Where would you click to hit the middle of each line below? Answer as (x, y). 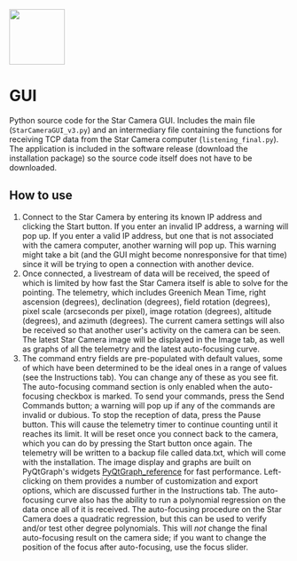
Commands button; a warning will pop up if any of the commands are (148, 405)
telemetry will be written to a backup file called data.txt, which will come (154, 453)
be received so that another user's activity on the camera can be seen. (151, 330)
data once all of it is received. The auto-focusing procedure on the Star (152, 509)
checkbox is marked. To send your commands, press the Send (171, 396)
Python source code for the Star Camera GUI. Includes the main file (132, 120)
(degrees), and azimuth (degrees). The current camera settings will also (153, 320)
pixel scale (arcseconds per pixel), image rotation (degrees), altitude (147, 311)
